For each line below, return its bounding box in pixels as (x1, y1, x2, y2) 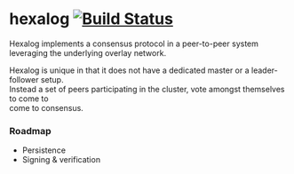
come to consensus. (9, 102, 84, 113)
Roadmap (9, 124, 52, 137)
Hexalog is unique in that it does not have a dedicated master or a (9, 65, 250, 75)
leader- (251, 65, 278, 75)
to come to (9, 93, 49, 104)
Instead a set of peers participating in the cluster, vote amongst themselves (9, 83, 286, 94)
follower (9, 74, 39, 84)
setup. (40, 74, 64, 84)
